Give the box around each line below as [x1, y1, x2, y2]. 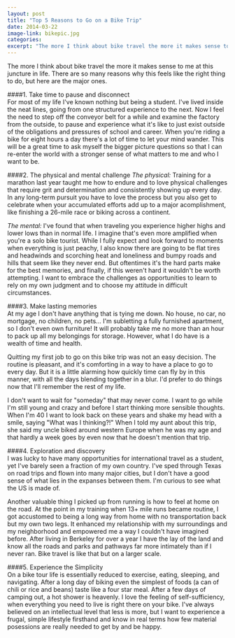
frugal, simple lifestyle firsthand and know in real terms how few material [7, 615, 217, 623]
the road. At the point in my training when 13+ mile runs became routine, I [7, 505, 219, 513]
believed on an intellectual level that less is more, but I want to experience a [7, 608, 225, 616]
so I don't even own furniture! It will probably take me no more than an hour [7, 325, 225, 332]
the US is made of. [7, 484, 61, 492]
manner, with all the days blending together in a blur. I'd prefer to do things [7, 375, 222, 383]
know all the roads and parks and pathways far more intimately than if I [7, 542, 212, 550]
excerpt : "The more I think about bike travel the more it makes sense [7, 43, 220, 50]
